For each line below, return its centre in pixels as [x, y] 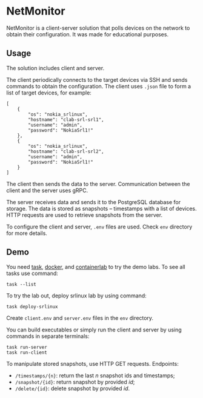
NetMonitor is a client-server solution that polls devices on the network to [98, 28]
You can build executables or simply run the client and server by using [94, 330]
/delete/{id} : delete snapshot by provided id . [72, 388]
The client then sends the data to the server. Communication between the [98, 184]
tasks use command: [32, 273]
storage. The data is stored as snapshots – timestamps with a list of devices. [101, 208]
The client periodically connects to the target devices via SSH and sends [97, 79]
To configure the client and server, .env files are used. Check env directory [99, 227]
